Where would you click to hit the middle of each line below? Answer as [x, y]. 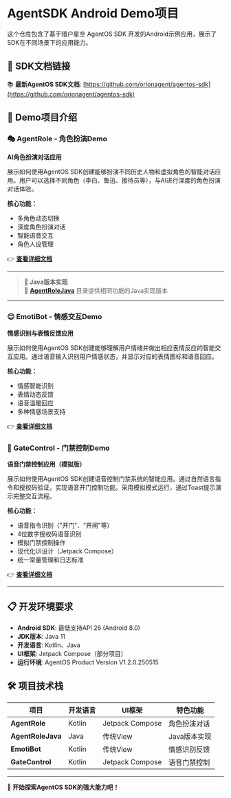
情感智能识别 [35, 385]
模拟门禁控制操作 [41, 543]
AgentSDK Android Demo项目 [93, 13]
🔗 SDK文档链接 [39, 66]
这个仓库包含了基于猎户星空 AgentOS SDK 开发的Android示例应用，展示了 [112, 34]
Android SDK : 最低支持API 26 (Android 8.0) [79, 628]
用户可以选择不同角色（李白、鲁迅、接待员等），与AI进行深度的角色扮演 [120, 181]
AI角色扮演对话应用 [34, 157]
